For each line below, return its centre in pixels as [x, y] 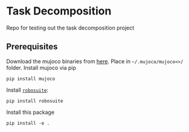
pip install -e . [28, 123]
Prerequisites [32, 47]
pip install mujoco [31, 79]
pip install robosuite [35, 101]
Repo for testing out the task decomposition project [70, 28]
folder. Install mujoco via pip [41, 68]
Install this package [30, 112]
